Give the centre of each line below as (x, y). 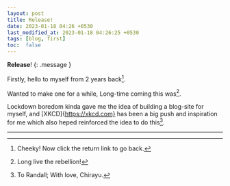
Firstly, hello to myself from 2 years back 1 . (66, 78)
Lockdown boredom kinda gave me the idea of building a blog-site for (105, 107)
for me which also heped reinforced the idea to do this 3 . (86, 122)
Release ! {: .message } (39, 65)
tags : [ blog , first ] (37, 39)
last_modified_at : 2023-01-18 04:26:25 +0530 (73, 32)
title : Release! (30, 20)
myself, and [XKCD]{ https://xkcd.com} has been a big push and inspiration (112, 114)
